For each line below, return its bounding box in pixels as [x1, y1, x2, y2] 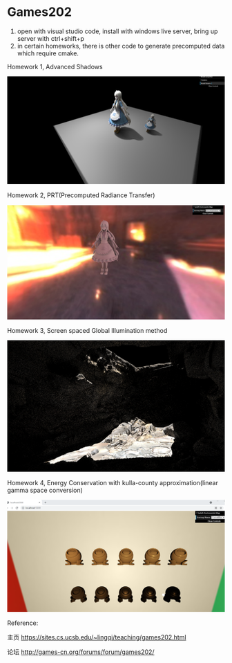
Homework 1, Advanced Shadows [7, 62, 103, 71]
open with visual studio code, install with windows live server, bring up [17, 27, 218, 35]
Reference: [7, 619, 39, 627]
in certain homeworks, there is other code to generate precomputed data [17, 42, 225, 50]
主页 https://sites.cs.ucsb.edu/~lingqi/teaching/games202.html [7, 633, 186, 641]
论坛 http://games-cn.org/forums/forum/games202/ [7, 648, 155, 656]
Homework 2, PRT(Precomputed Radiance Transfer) [7, 191, 155, 199]
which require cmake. [17, 49, 79, 57]
